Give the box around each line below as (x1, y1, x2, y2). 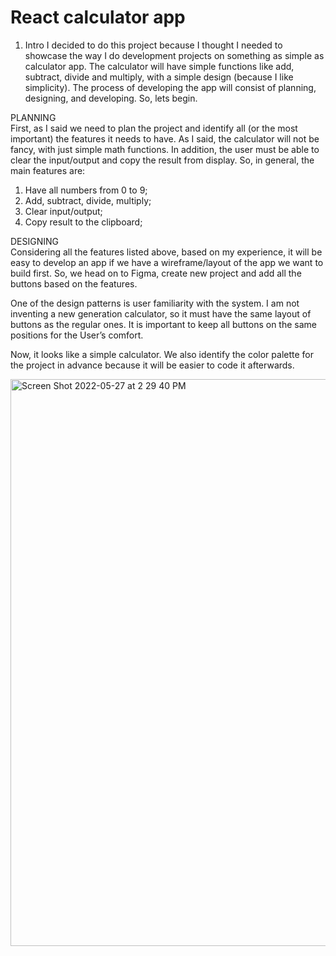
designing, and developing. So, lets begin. (24, 92, 198, 104)
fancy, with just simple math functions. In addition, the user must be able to (10, 143, 320, 155)
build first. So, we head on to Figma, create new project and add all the (10, 267, 302, 279)
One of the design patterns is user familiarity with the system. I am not (10, 297, 300, 309)
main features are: (10, 164, 86, 176)
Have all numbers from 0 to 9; (24, 184, 148, 196)
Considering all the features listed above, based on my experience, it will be (10, 246, 323, 258)
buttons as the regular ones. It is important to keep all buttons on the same (10, 318, 317, 330)
